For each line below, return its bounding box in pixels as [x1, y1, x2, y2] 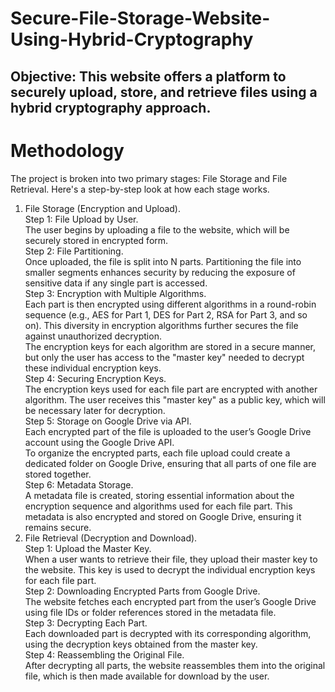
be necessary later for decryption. [24, 404, 166, 416]
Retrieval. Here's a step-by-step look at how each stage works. [10, 183, 270, 195]
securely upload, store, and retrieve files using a [10, 83, 318, 101]
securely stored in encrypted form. [24, 234, 169, 246]
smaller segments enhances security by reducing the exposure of [24, 266, 296, 278]
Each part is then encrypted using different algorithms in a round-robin [24, 298, 317, 310]
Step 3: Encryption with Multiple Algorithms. [24, 287, 207, 299]
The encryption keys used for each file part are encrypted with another [24, 383, 318, 395]
